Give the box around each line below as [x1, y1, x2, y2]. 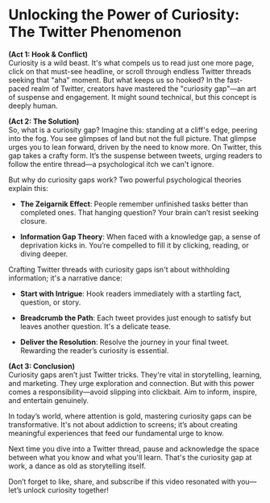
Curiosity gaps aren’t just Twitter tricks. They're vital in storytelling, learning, [8, 369, 262, 380]
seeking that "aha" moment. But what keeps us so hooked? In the [8, 75, 226, 85]
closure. [19, 216, 48, 226]
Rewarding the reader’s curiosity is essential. [19, 345, 169, 355]
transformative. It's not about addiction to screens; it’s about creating [8, 419, 238, 429]
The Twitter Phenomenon [8, 23, 182, 41]
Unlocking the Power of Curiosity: [8, 6, 240, 24]
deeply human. [8, 101, 58, 110]
